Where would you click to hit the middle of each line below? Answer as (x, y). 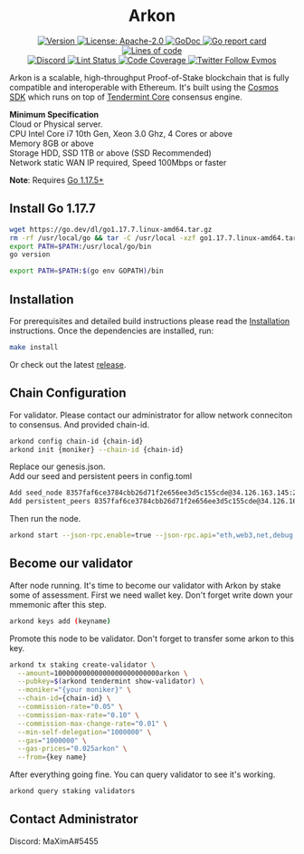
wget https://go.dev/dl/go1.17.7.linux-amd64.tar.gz (111, 229)
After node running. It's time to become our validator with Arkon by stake (145, 585)
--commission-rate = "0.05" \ (71, 707)
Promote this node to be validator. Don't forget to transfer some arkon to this (152, 638)
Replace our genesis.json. (57, 466)
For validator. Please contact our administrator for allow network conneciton (151, 415)
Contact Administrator (74, 819)
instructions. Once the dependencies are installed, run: (112, 331)
